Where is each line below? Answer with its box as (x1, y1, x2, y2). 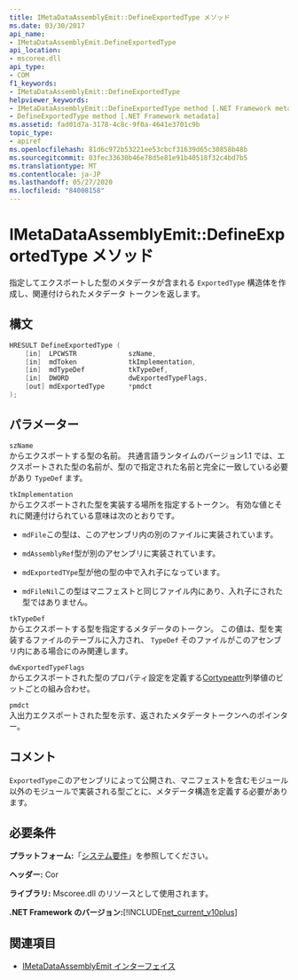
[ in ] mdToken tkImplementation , (25, 357, 197, 367)
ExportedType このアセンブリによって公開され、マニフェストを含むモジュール (9, 774, 289, 786)
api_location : (9, 46, 62, 55)
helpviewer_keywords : (9, 95, 90, 105)
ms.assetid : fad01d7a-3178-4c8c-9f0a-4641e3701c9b (9, 121, 200, 130)
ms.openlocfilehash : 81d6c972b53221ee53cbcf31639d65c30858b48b (9, 145, 248, 154)
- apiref (9, 137, 42, 146)
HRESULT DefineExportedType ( (9, 341, 122, 350)
